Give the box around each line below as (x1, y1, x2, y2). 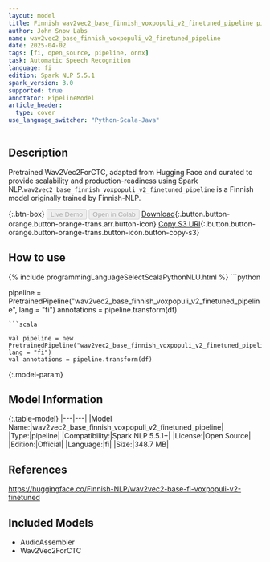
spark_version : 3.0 (8, 79, 74, 87)
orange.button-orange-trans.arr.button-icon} (8, 218, 157, 229)
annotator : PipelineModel (8, 94, 95, 102)
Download (141, 209, 175, 218)
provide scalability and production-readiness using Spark (8, 176, 198, 185)
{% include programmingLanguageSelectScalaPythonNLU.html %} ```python (8, 272, 261, 282)
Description (8, 146, 68, 160)
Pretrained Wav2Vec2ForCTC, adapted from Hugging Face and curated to (8, 167, 253, 177)
